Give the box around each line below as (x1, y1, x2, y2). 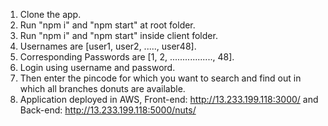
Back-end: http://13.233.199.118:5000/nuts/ (19, 104, 197, 116)
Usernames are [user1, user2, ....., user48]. (19, 40, 197, 52)
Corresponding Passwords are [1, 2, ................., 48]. (19, 51, 235, 63)
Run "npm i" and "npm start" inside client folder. (19, 30, 218, 41)
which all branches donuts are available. (19, 83, 186, 94)
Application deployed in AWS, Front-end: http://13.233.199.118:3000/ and (19, 94, 319, 105)
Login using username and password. (19, 62, 176, 73)
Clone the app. (19, 9, 82, 20)
